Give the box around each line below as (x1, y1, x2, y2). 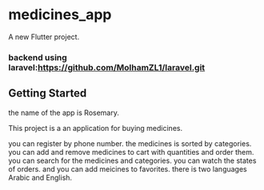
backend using (8, 52, 68, 63)
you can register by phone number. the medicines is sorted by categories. (8, 138, 252, 148)
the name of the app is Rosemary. (8, 108, 120, 117)
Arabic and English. (8, 172, 73, 182)
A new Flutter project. (8, 32, 80, 42)
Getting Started (8, 86, 87, 101)
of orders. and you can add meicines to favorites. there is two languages (8, 164, 248, 173)
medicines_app (8, 6, 112, 24)
